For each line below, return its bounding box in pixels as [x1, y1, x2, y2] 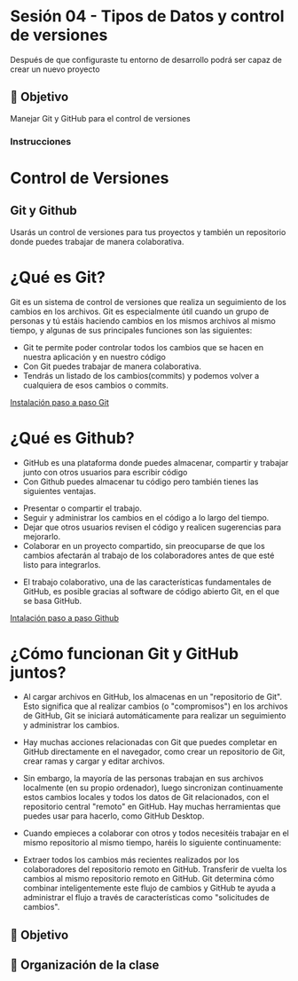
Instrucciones [10, 135, 72, 147]
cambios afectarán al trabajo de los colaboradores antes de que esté [22, 550, 275, 561]
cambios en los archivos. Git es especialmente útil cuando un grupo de [10, 306, 270, 317]
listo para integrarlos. [22, 559, 101, 569]
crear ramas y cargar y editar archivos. [22, 756, 165, 766]
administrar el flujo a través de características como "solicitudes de [22, 892, 270, 903]
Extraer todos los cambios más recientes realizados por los [22, 854, 240, 866]
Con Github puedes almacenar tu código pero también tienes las [22, 476, 259, 487]
